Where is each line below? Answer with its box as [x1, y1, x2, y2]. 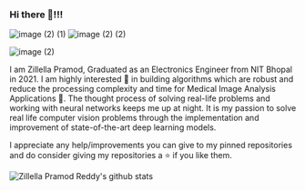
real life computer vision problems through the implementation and [9, 113, 259, 124]
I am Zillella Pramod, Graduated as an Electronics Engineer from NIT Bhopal [9, 64, 293, 75]
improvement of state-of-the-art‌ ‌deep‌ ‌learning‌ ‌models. [9, 122, 217, 133]
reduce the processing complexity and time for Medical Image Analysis [9, 84, 276, 95]
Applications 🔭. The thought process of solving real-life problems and [9, 93, 270, 104]
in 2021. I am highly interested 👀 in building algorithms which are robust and [9, 74, 294, 85]
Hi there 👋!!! [9, 8, 64, 21]
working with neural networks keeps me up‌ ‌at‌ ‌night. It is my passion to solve [9, 103, 297, 114]
